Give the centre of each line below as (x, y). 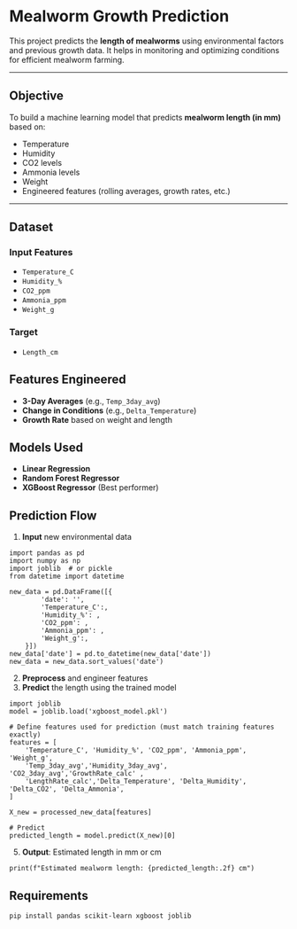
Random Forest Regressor (71, 478)
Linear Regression (56, 469)
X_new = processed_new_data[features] (80, 813)
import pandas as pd (47, 553)
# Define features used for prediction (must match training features (142, 727)
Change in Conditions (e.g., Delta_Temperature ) (109, 410)
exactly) (25, 735)
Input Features (41, 253)
